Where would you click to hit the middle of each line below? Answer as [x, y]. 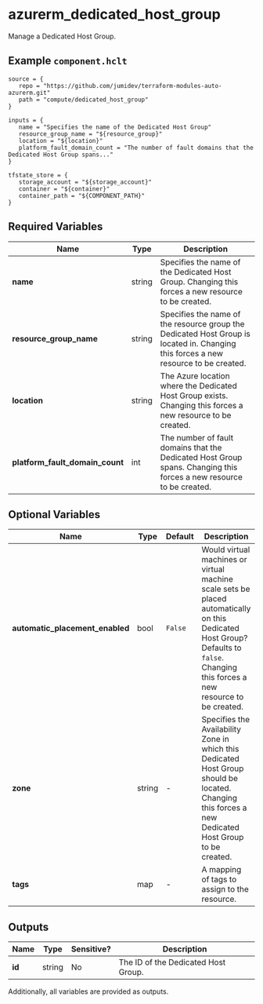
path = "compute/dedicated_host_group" [83, 100]
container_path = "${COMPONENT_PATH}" [82, 195]
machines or [224, 560]
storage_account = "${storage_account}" [85, 182]
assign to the [225, 889]
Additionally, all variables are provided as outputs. [88, 991]
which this [220, 749]
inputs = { [26, 120]
